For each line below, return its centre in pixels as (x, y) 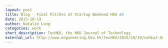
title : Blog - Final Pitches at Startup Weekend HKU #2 (64, 14)
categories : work (23, 28)
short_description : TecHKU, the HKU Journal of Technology (68, 33)
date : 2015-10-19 (23, 19)
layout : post (19, 10)
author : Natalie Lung (28, 24)
